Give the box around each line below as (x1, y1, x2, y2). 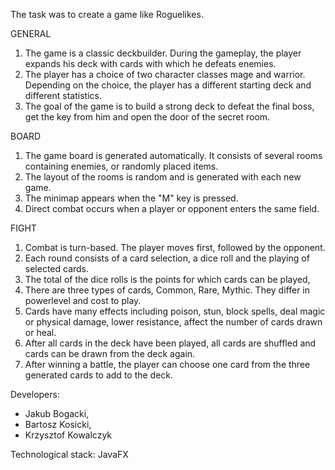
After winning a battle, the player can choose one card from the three (24, 359, 311, 370)
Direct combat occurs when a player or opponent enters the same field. (24, 203, 320, 214)
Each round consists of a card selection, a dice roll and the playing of (24, 252, 310, 264)
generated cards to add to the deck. (24, 369, 174, 381)
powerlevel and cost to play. (24, 295, 142, 306)
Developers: (10, 389, 60, 400)
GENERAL (10, 28, 52, 39)
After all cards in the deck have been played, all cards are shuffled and (24, 337, 317, 349)
